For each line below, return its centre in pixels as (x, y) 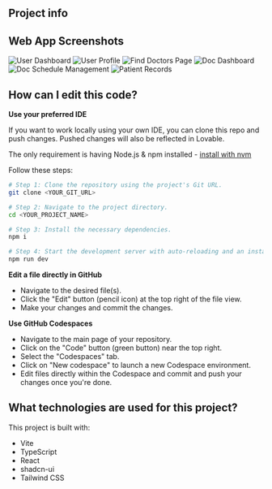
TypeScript (38, 452)
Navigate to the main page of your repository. (96, 340)
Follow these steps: (40, 171)
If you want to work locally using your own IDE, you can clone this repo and (134, 130)
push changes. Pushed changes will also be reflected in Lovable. (117, 139)
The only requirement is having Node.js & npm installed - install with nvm (130, 154)
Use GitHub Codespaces (51, 323)
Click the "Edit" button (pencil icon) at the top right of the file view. (131, 299)
